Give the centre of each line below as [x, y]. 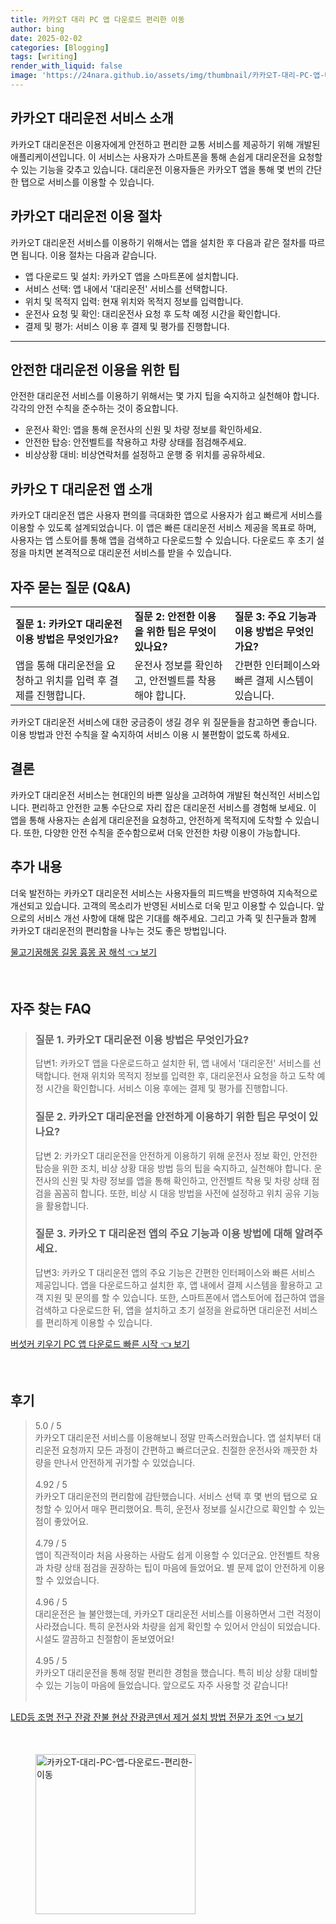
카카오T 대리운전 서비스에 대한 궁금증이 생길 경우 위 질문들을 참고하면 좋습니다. [164, 722]
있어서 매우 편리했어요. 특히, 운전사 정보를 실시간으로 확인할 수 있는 [195, 1508]
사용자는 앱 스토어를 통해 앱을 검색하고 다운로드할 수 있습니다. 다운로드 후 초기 [162, 540]
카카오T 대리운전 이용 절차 [86, 216]
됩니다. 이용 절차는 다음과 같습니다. [88, 255]
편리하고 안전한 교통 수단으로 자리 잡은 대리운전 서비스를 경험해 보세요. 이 [174, 807]
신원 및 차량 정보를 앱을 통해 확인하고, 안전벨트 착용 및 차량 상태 [185, 1180]
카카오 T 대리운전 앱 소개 [81, 489]
